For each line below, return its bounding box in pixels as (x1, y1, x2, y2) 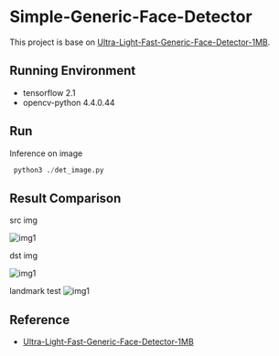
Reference (9, 312, 70, 328)
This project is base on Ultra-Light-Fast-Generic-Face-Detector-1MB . (9, 37, 271, 47)
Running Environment (9, 63, 136, 79)
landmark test (9, 286, 61, 297)
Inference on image (9, 148, 83, 159)
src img (9, 215, 38, 225)
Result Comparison (9, 190, 122, 206)
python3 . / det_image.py (13, 165, 104, 174)
